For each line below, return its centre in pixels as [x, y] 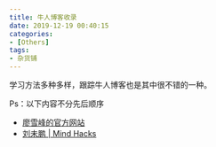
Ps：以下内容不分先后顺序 [57, 104]
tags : [19, 50]
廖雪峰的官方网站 [53, 122]
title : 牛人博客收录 [43, 17]
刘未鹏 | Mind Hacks [59, 133]
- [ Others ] [29, 42]
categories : [31, 34]
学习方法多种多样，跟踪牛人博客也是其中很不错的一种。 [110, 85]
